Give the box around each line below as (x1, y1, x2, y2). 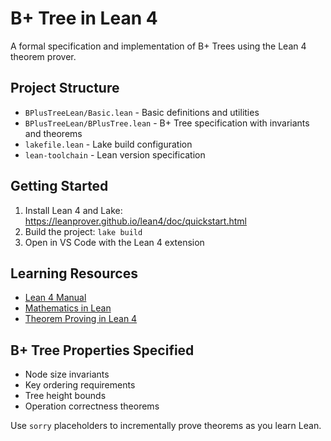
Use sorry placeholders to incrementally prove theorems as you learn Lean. (10, 420, 322, 432)
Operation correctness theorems (24, 400, 160, 412)
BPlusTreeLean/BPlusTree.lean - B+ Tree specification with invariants (24, 117, 310, 129)
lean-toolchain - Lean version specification (24, 148, 206, 161)
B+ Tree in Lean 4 (10, 7, 158, 30)
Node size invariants (24, 368, 110, 381)
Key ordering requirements (24, 379, 136, 391)
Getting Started (10, 178, 109, 195)
